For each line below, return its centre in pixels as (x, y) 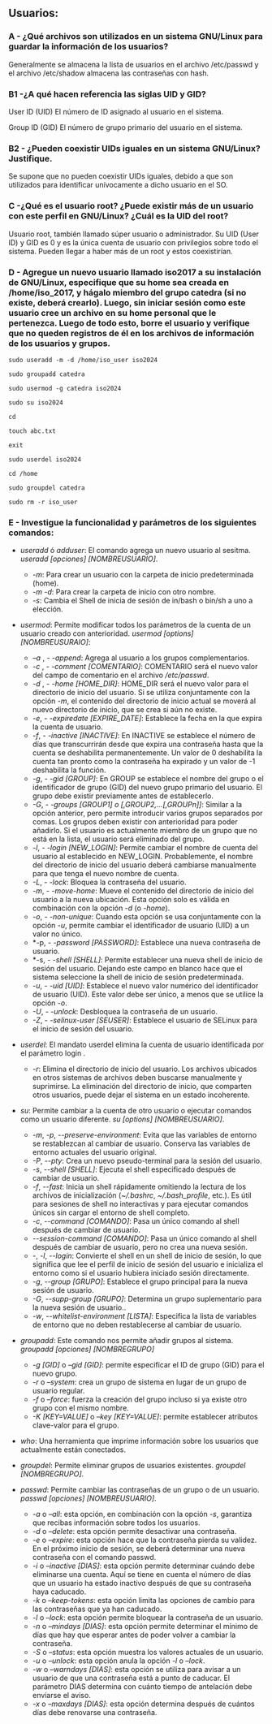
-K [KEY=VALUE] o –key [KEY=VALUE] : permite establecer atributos (145, 1417)
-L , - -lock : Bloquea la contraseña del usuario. (109, 882)
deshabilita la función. (69, 770)
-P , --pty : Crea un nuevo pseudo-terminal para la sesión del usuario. (147, 1161)
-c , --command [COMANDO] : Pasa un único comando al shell (136, 1221)
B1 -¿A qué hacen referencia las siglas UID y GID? (108, 94)
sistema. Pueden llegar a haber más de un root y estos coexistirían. (121, 251)
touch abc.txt (32, 431)
